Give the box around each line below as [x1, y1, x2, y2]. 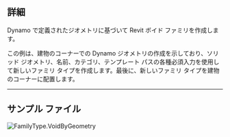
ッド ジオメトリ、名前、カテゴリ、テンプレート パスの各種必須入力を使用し [7, 58, 220, 66]
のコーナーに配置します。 [7, 75, 79, 83]
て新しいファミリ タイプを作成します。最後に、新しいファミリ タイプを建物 [7, 66, 220, 74]
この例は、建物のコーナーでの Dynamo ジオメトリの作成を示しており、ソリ [7, 49, 219, 57]
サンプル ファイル [7, 103, 81, 115]
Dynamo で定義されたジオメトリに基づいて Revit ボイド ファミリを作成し [7, 26, 214, 34]
